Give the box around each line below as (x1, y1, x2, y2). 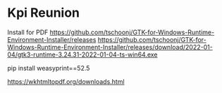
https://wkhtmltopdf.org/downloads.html (7, 77, 125, 85)
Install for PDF (7, 28, 49, 36)
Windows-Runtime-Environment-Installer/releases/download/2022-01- (7, 43, 213, 51)
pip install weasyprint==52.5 (7, 64, 90, 72)
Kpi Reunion (7, 5, 80, 21)
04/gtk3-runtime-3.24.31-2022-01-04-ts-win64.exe (7, 50, 158, 59)
